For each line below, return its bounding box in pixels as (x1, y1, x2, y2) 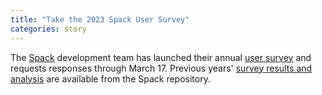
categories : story (10, 24, 87, 34)
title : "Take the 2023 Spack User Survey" (10, 14, 190, 25)
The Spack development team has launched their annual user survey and (10, 51, 312, 63)
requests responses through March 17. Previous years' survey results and (10, 62, 313, 74)
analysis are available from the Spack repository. (10, 72, 211, 85)
